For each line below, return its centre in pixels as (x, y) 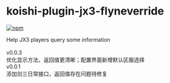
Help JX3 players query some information (58, 39)
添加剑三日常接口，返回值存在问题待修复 (57, 73)
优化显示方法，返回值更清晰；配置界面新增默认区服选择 (75, 59)
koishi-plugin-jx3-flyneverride (85, 11)
